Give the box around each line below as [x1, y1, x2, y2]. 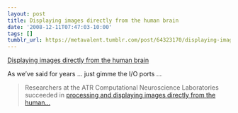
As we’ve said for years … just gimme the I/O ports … [7, 70, 162, 78]
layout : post [7, 10, 46, 18]
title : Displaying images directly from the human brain [7, 17, 179, 24]
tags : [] [7, 30, 33, 37]
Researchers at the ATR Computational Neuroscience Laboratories [24, 83, 220, 92]
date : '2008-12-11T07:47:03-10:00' [7, 23, 113, 30]
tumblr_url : [7, 37, 42, 44]
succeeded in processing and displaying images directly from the [24, 91, 216, 100]
